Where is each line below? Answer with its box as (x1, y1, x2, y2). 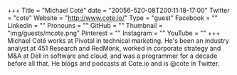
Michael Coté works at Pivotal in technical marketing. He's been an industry (7, 36, 229, 45)
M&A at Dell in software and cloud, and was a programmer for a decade (7, 51, 218, 60)
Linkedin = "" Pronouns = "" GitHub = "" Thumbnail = (7, 21, 163, 29)
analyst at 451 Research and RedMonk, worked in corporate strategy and (7, 44, 221, 52)
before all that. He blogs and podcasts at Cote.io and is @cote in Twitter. (7, 59, 220, 67)
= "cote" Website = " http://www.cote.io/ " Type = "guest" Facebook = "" (7, 14, 218, 22)
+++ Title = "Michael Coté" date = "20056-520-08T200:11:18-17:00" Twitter (7, 6, 230, 14)
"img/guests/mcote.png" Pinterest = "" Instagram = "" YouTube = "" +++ (7, 29, 221, 37)
